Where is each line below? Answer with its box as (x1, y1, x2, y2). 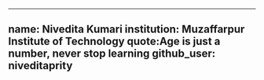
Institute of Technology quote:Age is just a (8, 35, 221, 48)
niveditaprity (8, 59, 73, 72)
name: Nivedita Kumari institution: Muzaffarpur (8, 23, 245, 36)
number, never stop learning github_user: (8, 47, 216, 61)
